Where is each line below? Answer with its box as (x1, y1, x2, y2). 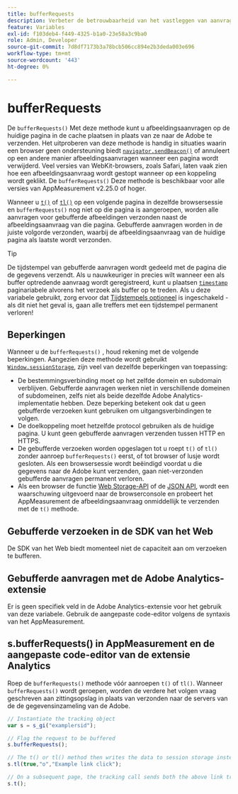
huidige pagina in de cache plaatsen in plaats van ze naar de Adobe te (7, 131, 212, 139)
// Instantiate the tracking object (7, 715, 115, 722)
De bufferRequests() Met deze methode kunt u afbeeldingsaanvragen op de (7, 124, 230, 132)
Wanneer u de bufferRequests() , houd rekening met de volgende (7, 347, 199, 356)
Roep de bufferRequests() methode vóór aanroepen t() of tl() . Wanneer (7, 679, 223, 687)
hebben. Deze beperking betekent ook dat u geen (60, 399, 206, 408)
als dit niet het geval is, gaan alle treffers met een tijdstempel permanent (7, 300, 218, 309)
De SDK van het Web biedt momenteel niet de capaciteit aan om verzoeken (7, 544, 227, 553)
